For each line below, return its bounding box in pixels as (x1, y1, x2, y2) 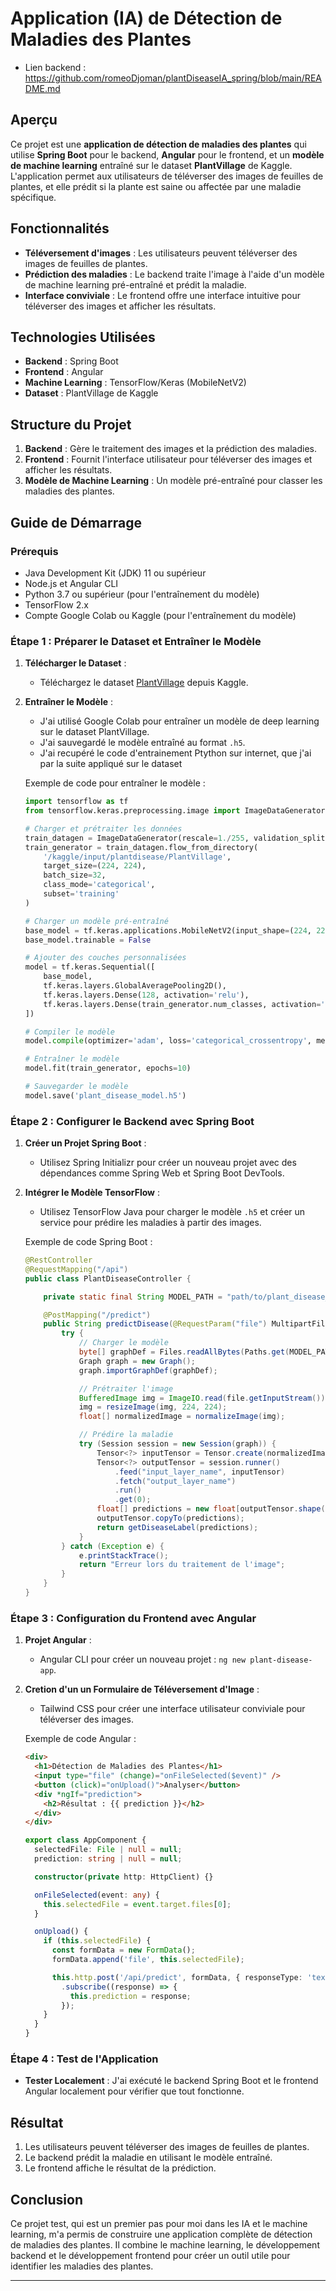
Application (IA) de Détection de (10, 7, 283, 30)
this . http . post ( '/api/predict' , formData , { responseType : (51, 1972, 303, 1982)
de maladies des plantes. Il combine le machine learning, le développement (10, 2238, 320, 2251)
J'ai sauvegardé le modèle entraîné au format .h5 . (39, 737, 246, 749)
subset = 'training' (43, 889, 120, 899)
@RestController (24, 1255, 93, 1266)
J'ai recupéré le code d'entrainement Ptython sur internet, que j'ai (39, 747, 312, 759)
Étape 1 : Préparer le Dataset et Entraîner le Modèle (10, 634, 262, 648)
